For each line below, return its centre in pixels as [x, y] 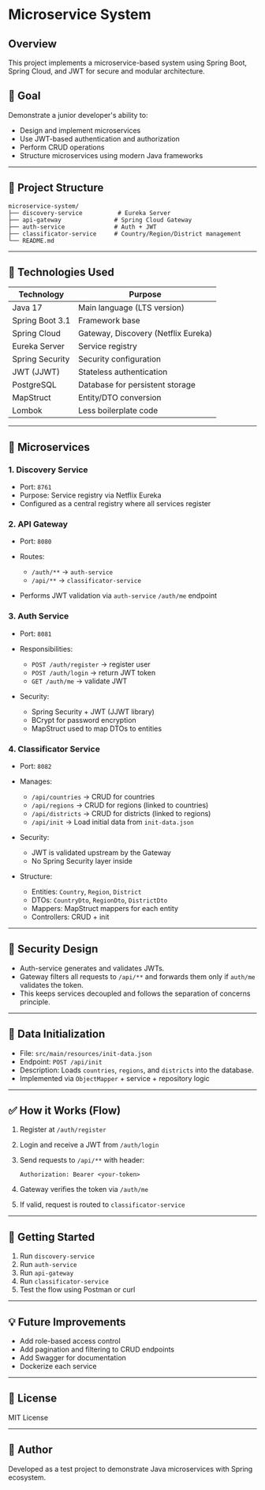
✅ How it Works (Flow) [64, 1111]
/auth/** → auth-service [72, 572]
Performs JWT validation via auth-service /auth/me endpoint [118, 596]
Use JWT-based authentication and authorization [99, 138]
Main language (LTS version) [131, 308]
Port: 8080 [35, 541]
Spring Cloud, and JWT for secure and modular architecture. [106, 71]
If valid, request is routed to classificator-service [102, 1204]
